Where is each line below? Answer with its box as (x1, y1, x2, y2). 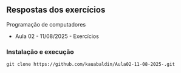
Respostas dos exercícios (6, 5, 106, 15)
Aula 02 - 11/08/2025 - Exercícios (15, 33, 99, 40)
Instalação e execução (6, 48, 74, 56)
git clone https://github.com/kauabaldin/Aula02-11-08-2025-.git (6, 62, 175, 68)
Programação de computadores (6, 21, 86, 28)
